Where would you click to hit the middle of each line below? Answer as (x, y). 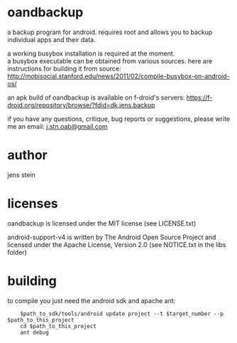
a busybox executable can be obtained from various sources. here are (110, 60)
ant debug (35, 332)
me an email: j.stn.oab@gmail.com (57, 126)
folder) (17, 252)
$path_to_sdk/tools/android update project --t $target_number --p (122, 314)
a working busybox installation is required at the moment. (91, 53)
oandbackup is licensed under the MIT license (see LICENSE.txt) (102, 223)
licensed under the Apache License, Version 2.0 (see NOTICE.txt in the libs (117, 244)
